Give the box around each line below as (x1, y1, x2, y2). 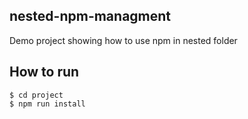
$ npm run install (9, 99, 86, 109)
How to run (9, 64, 80, 81)
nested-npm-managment (9, 8, 172, 25)
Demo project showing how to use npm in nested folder (9, 34, 238, 46)
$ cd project (9, 90, 64, 100)
